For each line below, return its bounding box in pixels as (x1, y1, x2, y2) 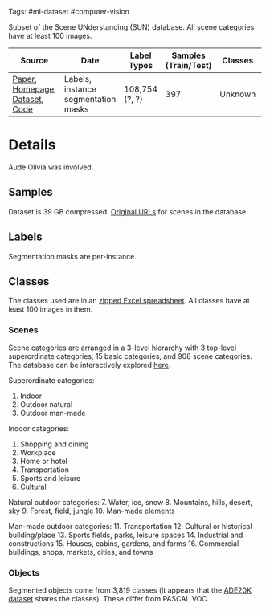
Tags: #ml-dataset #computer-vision (8, 7, 130, 16)
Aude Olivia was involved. (8, 162, 94, 172)
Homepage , (12, 84, 57, 95)
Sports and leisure (19, 473, 81, 483)
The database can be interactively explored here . (8, 360, 171, 369)
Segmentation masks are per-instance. (8, 251, 137, 261)
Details (8, 136, 56, 154)
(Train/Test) (165, 60, 212, 71)
